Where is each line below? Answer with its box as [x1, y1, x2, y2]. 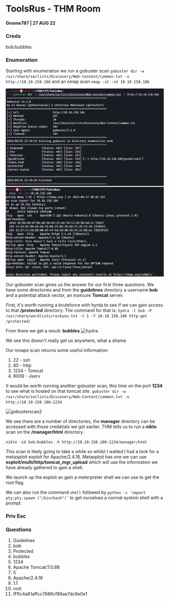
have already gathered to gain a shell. [6, 464, 83, 470]
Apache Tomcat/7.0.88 [13, 564, 60, 570]
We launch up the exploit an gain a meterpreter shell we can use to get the [6, 474, 159, 480]
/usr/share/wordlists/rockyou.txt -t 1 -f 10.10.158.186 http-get [6, 313, 147, 318]
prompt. [6, 500, 22, 506]
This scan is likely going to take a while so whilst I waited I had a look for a [6, 448, 159, 454]
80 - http [13, 362, 32, 368]
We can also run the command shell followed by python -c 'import [6, 489, 146, 495]
